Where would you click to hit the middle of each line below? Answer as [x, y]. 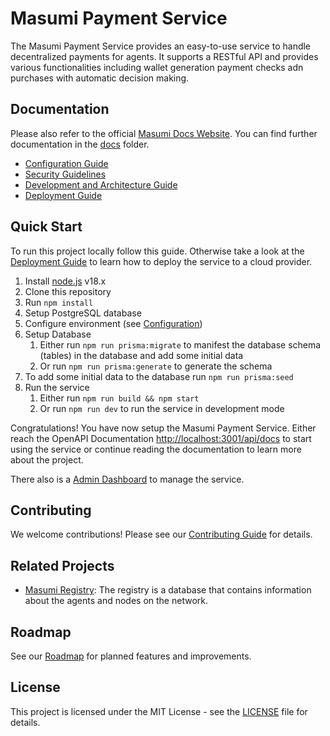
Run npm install [59, 302]
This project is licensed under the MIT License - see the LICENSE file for [159, 711]
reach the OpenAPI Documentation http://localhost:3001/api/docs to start [161, 438]
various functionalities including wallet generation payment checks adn [157, 67]
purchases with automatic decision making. [100, 78]
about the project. [47, 459]
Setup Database [58, 334]
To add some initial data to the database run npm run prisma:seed [159, 376]
